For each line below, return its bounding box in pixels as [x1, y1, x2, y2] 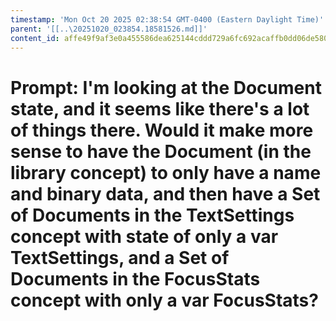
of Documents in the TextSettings [10, 204, 295, 226]
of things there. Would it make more [10, 119, 314, 141]
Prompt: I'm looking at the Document [10, 76, 322, 99]
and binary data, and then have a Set [10, 182, 321, 205]
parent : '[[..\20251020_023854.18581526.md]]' [10, 24, 208, 34]
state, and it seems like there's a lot [10, 97, 310, 120]
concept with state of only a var [10, 225, 279, 248]
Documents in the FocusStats [10, 267, 261, 290]
